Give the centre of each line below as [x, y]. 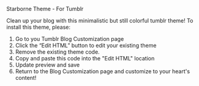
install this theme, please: [38, 27]
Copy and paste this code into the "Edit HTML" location [85, 58]
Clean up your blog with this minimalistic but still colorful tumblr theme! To [100, 20]
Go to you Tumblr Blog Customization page [69, 39]
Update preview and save [47, 65]
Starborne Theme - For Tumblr [45, 9]
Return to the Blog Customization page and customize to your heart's [103, 71]
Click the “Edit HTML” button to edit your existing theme [86, 45]
